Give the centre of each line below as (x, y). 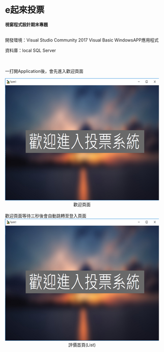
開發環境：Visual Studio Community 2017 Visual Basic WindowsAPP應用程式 (82, 40)
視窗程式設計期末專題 (26, 24)
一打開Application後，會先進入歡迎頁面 (44, 71)
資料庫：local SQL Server (31, 50)
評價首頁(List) (82, 345)
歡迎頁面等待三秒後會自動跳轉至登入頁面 (46, 216)
